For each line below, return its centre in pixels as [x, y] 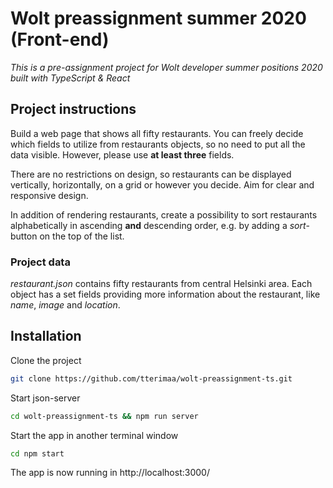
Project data [40, 262]
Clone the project [46, 360]
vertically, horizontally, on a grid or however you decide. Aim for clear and [162, 184]
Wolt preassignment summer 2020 [158, 18]
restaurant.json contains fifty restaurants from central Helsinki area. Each [161, 284]
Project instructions [73, 109]
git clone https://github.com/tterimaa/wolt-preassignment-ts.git [151, 378]
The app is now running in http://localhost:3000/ [110, 473]
